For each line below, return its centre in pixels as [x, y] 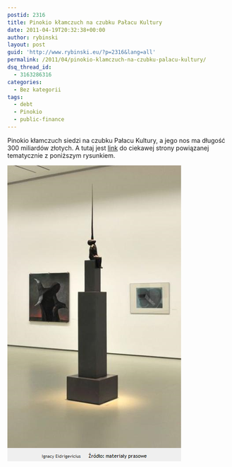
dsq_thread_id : [30, 67]
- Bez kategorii [37, 90]
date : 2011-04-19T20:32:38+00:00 [56, 30]
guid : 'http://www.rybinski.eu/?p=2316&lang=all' [82, 52]
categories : [25, 82]
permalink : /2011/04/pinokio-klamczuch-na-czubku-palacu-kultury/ [107, 60]
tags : [15, 97]
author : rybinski [33, 38]
